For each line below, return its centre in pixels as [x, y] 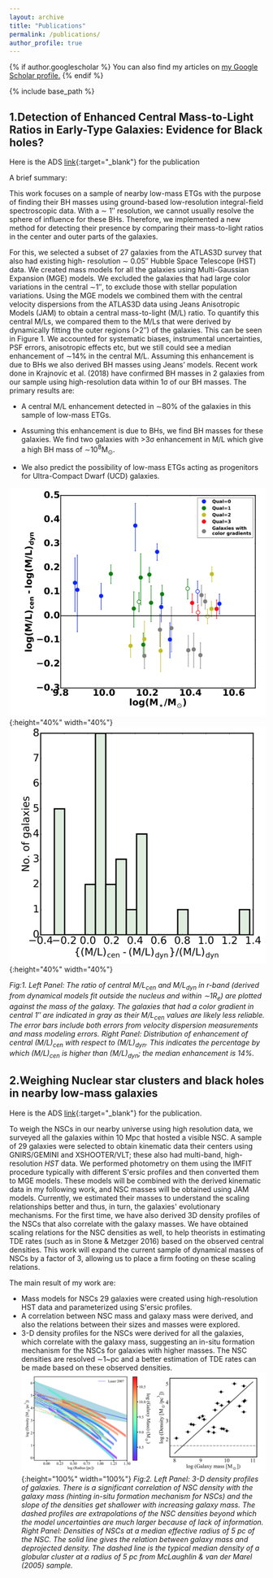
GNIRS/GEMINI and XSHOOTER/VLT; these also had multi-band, [116, 1154]
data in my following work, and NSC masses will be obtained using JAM [129, 1189]
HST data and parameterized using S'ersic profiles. [106, 1307]
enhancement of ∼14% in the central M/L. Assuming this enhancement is [132, 356]
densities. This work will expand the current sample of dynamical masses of [136, 1250]
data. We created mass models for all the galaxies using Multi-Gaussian [129, 270]
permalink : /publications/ [55, 34]
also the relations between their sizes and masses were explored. [130, 1324]
